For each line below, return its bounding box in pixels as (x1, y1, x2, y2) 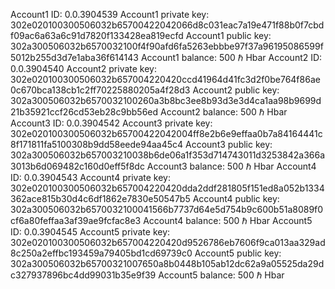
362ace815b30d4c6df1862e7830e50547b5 (10, 193, 191, 204)
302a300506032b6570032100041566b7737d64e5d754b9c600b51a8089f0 (10, 204, 324, 215)
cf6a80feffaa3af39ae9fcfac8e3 (10, 215, 142, 226)
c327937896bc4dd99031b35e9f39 (10, 269, 157, 281)
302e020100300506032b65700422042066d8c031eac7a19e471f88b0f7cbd (10, 19, 325, 31)
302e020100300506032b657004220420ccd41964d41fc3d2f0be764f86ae (10, 74, 321, 85)
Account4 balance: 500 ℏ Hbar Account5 (143, 215, 313, 226)
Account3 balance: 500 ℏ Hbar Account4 (146, 160, 317, 172)
